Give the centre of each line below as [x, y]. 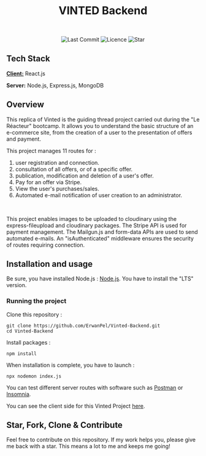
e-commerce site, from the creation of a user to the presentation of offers [99, 132]
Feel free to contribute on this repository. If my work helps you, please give [101, 440]
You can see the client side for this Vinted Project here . [76, 406]
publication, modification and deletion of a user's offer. [85, 176]
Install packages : [29, 342]
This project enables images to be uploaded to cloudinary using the [91, 219]
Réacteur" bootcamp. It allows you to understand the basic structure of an [100, 125]
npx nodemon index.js [34, 376]
